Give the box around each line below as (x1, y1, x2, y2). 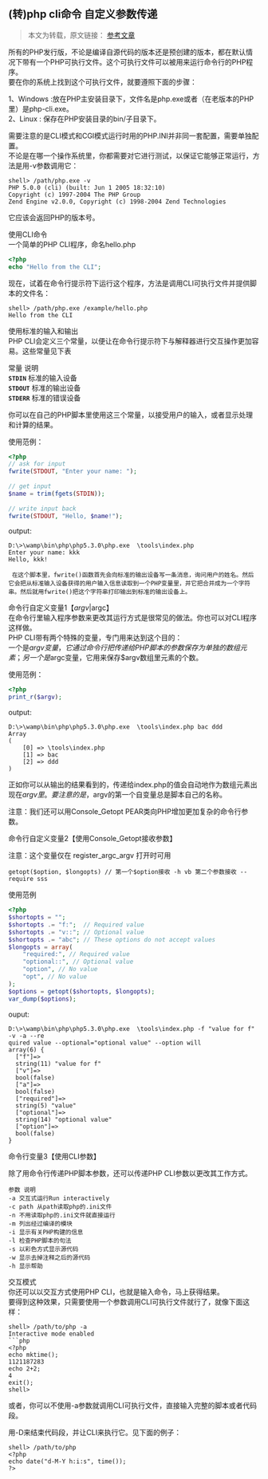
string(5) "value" (15, 1101, 77, 1110)
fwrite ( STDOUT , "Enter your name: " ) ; (8, 467, 137, 476)
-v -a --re (8, 1032, 45, 1040)
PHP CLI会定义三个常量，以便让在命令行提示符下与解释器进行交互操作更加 (8, 336, 253, 345)
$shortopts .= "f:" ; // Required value (8, 920, 145, 929)
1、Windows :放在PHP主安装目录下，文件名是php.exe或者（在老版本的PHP (8, 94, 254, 104)
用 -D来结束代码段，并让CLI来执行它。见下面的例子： (8, 1427, 182, 1437)
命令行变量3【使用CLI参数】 (8, 1151, 101, 1161)
